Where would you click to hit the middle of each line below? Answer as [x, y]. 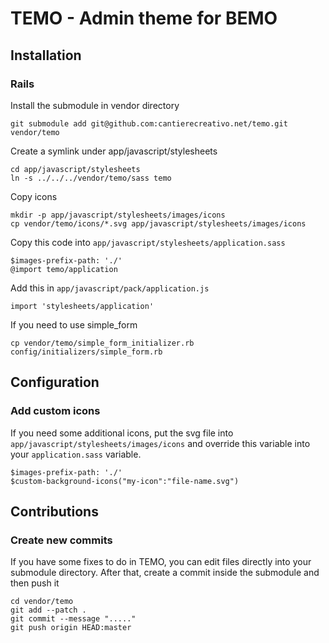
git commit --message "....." [73, 619]
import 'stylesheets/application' [82, 306]
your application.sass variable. [76, 454]
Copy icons [34, 196]
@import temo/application [64, 269]
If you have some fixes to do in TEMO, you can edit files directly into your [161, 562]
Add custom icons [55, 411]
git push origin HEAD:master [71, 628]
